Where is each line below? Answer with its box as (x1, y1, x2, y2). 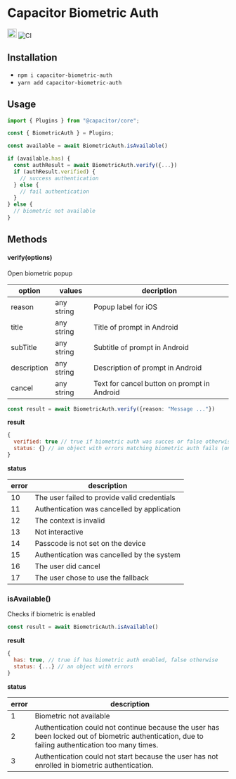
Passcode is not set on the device (34, 538, 146, 548)
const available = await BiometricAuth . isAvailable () (7, 142, 169, 149)
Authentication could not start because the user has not (34, 752, 219, 761)
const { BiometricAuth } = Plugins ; (7, 130, 114, 137)
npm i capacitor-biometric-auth (17, 72, 112, 79)
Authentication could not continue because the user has (34, 722, 220, 732)
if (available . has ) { (7, 155, 71, 163)
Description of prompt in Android (93, 363, 202, 373)
